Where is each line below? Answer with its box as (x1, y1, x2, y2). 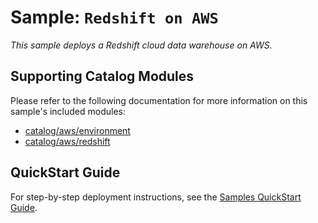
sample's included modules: (10, 105, 127, 117)
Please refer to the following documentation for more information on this (10, 94, 308, 106)
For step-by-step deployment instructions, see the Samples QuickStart (10, 191, 302, 203)
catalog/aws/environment (24, 124, 131, 136)
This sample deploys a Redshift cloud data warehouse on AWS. (10, 39, 273, 51)
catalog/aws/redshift (24, 135, 111, 147)
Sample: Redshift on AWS (10, 6, 219, 29)
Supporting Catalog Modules (10, 68, 195, 85)
